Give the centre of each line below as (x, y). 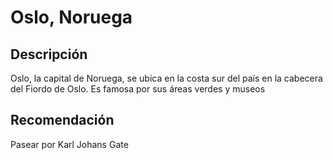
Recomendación (62, 120)
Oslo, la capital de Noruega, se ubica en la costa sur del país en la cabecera (166, 78)
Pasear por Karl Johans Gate (69, 144)
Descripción (49, 54)
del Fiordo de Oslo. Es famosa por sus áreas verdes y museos (138, 89)
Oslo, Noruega (71, 17)
